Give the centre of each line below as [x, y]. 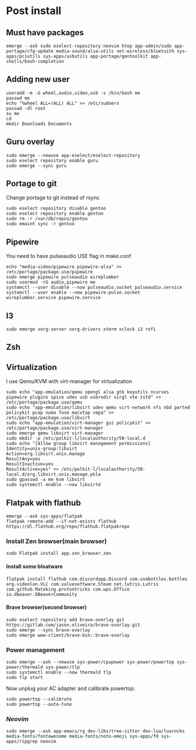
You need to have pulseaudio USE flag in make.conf [69, 256]
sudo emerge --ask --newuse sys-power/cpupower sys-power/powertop [90, 662]
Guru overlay [30, 142]
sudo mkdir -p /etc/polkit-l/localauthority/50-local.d [76, 438]
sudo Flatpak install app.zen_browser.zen [59, 554]
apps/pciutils [23, 56]
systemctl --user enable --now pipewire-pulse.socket [73, 293]
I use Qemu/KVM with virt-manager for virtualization [69, 381]
